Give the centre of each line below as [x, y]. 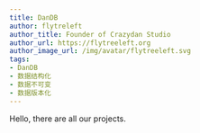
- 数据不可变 [30, 84]
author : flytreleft [46, 26]
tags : [19, 59]
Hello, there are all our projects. [68, 119]
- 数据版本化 [30, 93]
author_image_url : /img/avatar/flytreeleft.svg [100, 51]
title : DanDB [34, 18]
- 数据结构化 [30, 76]
